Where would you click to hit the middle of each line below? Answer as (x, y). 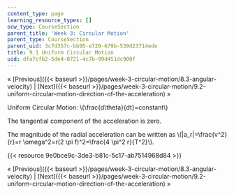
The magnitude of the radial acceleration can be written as (92, 134)
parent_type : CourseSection (48, 40)
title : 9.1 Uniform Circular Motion (60, 53)
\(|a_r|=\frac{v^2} (202, 134)
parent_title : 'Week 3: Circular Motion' (68, 33)
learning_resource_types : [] (50, 20)
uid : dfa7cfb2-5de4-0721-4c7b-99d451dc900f (72, 59)
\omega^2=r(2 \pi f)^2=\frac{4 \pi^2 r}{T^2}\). (88, 142)
